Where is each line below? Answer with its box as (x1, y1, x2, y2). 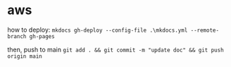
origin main (7, 52, 42, 60)
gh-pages (29, 32, 55, 40)
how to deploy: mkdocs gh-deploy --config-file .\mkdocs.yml (7, 25, 188, 34)
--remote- (190, 27, 220, 34)
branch (7, 32, 27, 40)
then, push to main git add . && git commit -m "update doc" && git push (7, 45, 224, 54)
